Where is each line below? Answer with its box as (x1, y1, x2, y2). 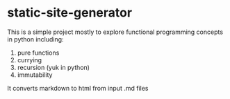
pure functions (17, 48, 60, 57)
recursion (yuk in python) (17, 63, 90, 71)
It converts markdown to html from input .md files (7, 84, 149, 92)
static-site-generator (7, 5, 133, 21)
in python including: (7, 35, 64, 43)
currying (17, 55, 42, 64)
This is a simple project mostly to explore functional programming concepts (7, 28, 224, 36)
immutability (17, 71, 53, 79)
